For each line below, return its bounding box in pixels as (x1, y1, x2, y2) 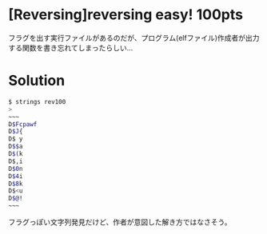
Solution (8, 72, 66, 89)
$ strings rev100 (8, 97, 66, 105)
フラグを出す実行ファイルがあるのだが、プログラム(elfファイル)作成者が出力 (8, 33, 260, 42)
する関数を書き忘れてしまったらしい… (8, 42, 133, 53)
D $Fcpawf (8, 120, 38, 129)
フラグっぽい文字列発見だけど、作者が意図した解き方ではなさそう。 (8, 217, 232, 227)
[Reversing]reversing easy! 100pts (8, 6, 244, 24)
